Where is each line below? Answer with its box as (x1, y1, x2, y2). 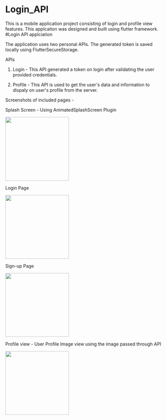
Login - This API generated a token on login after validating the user (12, 66, 155, 72)
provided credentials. (12, 71, 57, 77)
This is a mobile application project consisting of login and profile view (5, 20, 153, 27)
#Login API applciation (5, 31, 52, 37)
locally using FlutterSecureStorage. (5, 46, 79, 52)
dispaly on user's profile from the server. (12, 87, 98, 93)
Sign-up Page (5, 262, 35, 269)
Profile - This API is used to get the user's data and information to (12, 82, 150, 88)
